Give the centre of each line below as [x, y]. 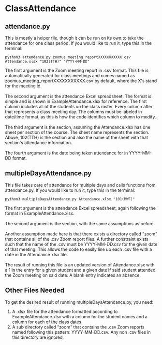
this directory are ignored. [38, 337]
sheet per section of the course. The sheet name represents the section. [77, 132]
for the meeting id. [23, 86]
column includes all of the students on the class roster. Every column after [79, 107]
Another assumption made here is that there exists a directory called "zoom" [81, 234]
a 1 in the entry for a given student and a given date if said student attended [80, 270]
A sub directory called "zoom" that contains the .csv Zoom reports [78, 327]
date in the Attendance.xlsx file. [37, 254]
